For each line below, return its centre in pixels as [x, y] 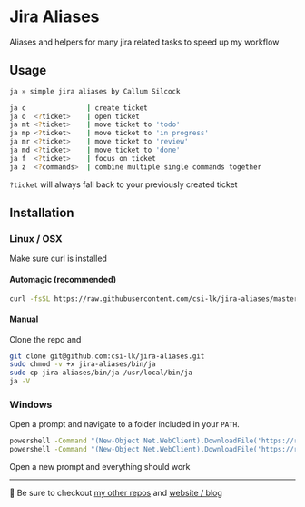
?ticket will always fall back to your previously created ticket [123, 184]
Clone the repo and [45, 339]
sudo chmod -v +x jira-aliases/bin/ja [83, 364]
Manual [24, 319]
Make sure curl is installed [58, 258]
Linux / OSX [36, 238]
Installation [42, 213]
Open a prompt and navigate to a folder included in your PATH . [125, 424]
